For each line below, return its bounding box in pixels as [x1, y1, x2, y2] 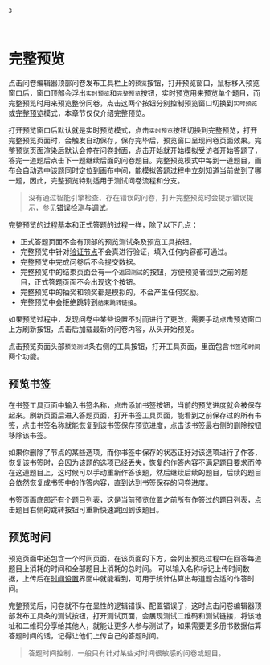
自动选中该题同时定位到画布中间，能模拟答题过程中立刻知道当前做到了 [22, 165, 255, 175]
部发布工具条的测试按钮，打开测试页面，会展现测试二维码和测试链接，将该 [8, 610, 255, 620]
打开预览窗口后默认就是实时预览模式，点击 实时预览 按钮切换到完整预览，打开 [8, 125, 258, 135]
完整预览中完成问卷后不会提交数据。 [19, 257, 141, 266]
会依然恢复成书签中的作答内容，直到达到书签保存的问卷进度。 [8, 478, 213, 487]
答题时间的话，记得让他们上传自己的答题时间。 [8, 630, 163, 640]
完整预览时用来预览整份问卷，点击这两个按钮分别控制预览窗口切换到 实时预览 [8, 98, 258, 108]
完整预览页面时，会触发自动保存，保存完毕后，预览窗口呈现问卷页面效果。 [8, 135, 255, 145]
